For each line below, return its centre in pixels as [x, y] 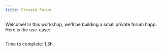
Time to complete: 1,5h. [30, 44]
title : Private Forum [28, 10]
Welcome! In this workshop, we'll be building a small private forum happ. [81, 24]
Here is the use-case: [28, 30]
